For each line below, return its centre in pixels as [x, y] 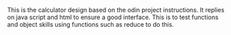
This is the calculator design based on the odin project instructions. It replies [116, 10]
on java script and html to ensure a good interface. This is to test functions [113, 17]
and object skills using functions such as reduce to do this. [91, 24]
